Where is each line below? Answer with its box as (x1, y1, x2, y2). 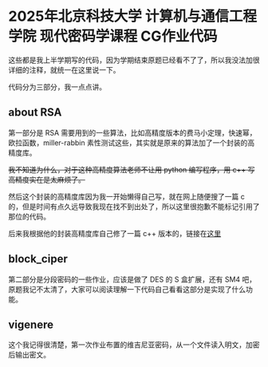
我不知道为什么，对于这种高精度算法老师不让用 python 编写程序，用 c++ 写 (8, 164, 255, 174)
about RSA (8, 105, 62, 120)
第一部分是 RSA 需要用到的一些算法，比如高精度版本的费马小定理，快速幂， (8, 128, 257, 137)
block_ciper (8, 252, 68, 266)
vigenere (8, 318, 54, 331)
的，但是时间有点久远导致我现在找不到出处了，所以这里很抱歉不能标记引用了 (8, 201, 260, 211)
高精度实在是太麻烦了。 (8, 175, 85, 184)
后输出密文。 (8, 350, 50, 360)
